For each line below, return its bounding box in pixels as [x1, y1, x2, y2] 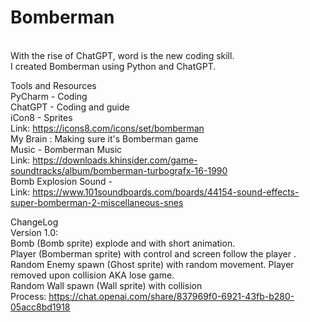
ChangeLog [10, 216, 59, 228]
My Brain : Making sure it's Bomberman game [10, 132, 199, 145]
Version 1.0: [10, 226, 59, 238]
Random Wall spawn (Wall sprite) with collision [10, 279, 203, 291]
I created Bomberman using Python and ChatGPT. [10, 60, 217, 72]
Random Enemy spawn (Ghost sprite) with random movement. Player [10, 258, 295, 270]
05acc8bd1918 [10, 301, 71, 313]
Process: [10, 290, 47, 302]
